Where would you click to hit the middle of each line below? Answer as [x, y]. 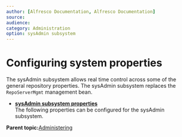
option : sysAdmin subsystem [41, 34]
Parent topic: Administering [40, 128]
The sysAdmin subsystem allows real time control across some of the [91, 79]
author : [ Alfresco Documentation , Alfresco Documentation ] [81, 12]
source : [16, 17]
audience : [18, 23]
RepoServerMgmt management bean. [49, 92]
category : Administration [38, 28]
